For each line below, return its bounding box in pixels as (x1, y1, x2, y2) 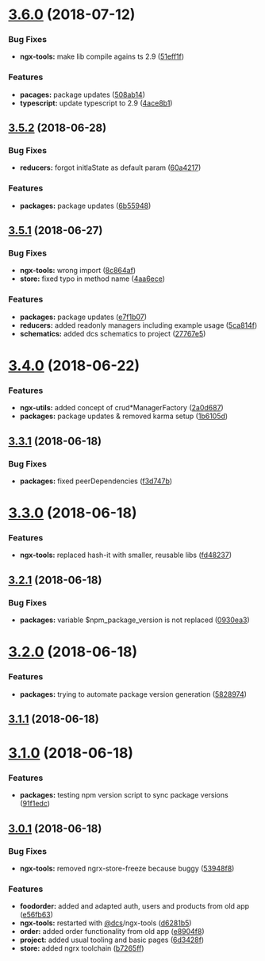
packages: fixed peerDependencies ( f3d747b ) (19, 476, 173, 486)
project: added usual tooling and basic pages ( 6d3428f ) (19, 935, 205, 945)
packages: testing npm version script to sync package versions (19, 790, 229, 800)
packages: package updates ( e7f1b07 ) (19, 312, 148, 321)
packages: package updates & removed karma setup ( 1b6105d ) (19, 411, 229, 421)
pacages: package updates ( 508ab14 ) (19, 90, 145, 99)
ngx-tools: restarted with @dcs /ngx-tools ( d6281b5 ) (19, 918, 192, 928)
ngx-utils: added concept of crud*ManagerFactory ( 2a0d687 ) (19, 403, 224, 413)
